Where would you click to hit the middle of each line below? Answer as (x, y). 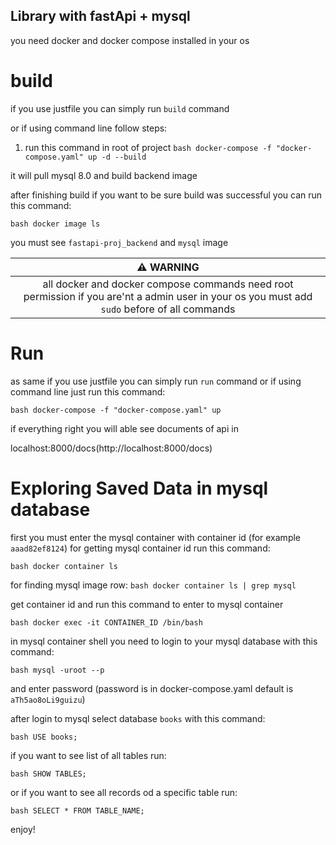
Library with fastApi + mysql (100, 16)
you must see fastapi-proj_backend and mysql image (119, 242)
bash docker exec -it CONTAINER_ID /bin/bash (106, 622)
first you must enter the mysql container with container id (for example (156, 537)
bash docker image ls (55, 224)
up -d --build (117, 157)
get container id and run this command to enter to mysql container (147, 604)
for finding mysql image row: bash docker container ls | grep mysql (153, 585)
